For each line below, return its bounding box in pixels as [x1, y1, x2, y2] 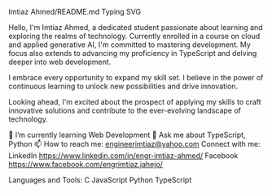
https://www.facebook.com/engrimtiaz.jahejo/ [8, 160, 163, 169]
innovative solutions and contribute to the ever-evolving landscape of [8, 105, 242, 115]
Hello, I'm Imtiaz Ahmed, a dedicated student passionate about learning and [8, 23, 263, 32]
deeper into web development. [8, 57, 112, 66]
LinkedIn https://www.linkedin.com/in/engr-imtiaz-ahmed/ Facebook [8, 151, 239, 161]
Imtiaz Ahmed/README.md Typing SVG [8, 7, 141, 16]
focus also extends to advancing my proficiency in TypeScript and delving [8, 49, 257, 58]
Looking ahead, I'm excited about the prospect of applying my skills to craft [8, 97, 262, 106]
